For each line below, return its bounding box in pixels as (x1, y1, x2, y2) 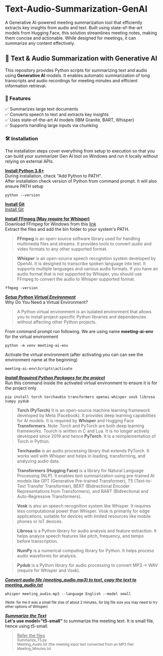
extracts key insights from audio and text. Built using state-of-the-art (5, 24, 143, 30)
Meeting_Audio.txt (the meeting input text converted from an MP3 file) (16, 642, 134, 647)
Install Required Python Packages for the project (5, 375, 105, 381)
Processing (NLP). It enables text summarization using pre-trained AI (16, 473, 155, 479)
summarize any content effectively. (5, 40, 75, 46)
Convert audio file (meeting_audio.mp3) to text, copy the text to (5, 577, 137, 583)
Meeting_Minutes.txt (16, 646, 51, 651)
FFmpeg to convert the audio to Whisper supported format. (16, 276, 135, 282)
